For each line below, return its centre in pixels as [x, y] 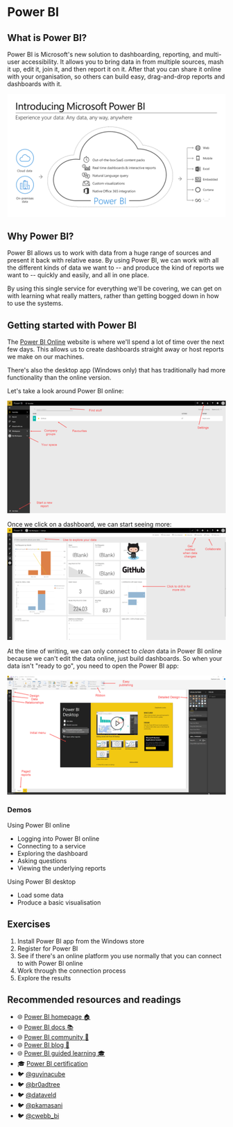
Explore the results [44, 978]
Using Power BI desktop [42, 881]
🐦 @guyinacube [41, 1074]
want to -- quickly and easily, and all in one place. [78, 275]
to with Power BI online [50, 963]
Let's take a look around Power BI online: [66, 391]
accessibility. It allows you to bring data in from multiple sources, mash [123, 62]
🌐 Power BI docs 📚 [45, 1027]
